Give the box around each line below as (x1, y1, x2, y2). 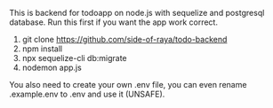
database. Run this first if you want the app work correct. (9, 17, 218, 27)
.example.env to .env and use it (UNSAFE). (9, 89, 165, 99)
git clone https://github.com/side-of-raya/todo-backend (21, 35, 228, 44)
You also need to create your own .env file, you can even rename (9, 80, 247, 89)
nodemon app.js (21, 62, 82, 73)
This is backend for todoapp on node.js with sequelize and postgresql (9, 8, 265, 18)
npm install (21, 43, 63, 54)
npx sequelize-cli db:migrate (21, 53, 127, 63)
